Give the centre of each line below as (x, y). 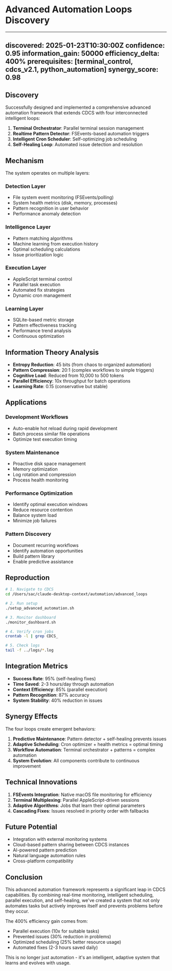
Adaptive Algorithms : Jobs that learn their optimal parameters (79, 805)
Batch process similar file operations (51, 434)
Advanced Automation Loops (69, 9)
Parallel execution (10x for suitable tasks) (56, 931)
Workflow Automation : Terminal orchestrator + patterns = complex (84, 750)
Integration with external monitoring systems (60, 839)
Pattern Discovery (28, 534)
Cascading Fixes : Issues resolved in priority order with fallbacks (81, 811)
